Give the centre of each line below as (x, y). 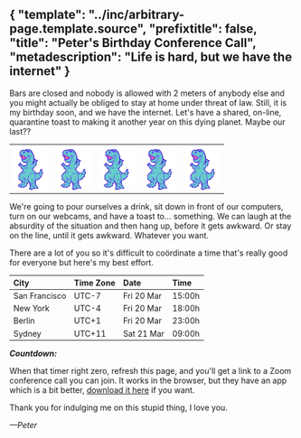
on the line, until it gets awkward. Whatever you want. (109, 236)
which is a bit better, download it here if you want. (102, 390)
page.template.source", (78, 29)
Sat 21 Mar (144, 333)
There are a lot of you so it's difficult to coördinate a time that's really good (149, 253)
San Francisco (40, 295)
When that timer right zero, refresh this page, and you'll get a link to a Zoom (150, 371)
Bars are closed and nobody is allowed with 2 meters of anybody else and (147, 93)
